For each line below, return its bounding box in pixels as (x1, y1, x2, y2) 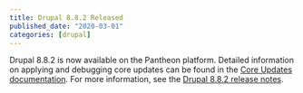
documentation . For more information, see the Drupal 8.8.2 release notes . (9, 74, 284, 85)
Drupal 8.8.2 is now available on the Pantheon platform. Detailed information (9, 55, 295, 66)
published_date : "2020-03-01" (9, 22, 124, 31)
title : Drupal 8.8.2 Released (9, 13, 124, 23)
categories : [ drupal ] (9, 30, 92, 39)
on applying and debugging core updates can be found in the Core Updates (9, 64, 293, 75)
